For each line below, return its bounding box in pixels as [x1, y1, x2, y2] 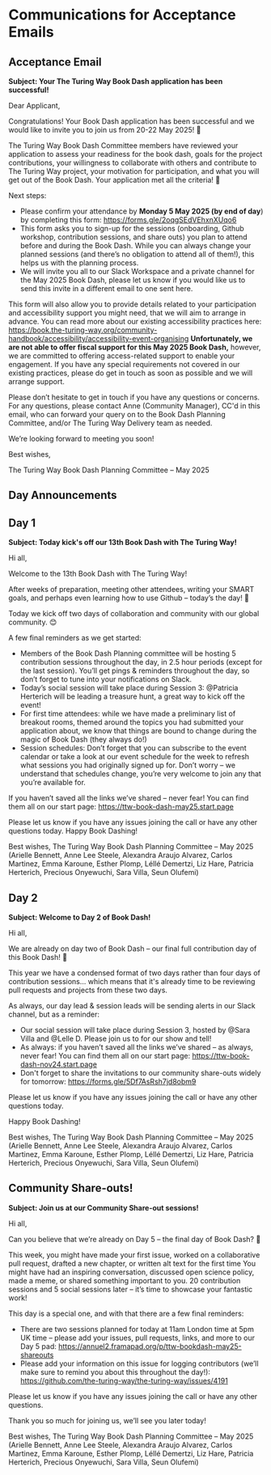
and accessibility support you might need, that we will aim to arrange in [8, 308, 247, 317]
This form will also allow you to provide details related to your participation [8, 299, 257, 309]
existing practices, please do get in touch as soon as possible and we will [8, 368, 253, 378]
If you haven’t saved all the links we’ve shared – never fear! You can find [8, 793, 249, 803]
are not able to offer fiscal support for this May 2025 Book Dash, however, [8, 342, 261, 352]
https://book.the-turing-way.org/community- [8, 325, 158, 335]
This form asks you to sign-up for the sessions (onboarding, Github [19, 224, 244, 233]
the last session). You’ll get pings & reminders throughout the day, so [19, 666, 250, 676]
